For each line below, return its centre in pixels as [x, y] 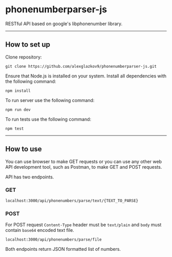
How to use [24, 149]
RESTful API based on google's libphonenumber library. [64, 24]
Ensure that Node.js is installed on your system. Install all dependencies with [86, 76]
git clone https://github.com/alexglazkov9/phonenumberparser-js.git [81, 66]
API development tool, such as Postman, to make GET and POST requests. [84, 167]
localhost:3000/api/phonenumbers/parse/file [53, 240]
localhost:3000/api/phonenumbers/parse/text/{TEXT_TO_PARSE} [72, 201]
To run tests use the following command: [48, 119]
